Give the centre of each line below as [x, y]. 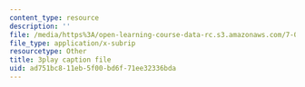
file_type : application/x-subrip [73, 43]
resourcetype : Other [49, 52]
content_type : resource [54, 18]
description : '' [40, 26]
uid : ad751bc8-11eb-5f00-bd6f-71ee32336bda [93, 69]
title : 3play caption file [60, 60]
